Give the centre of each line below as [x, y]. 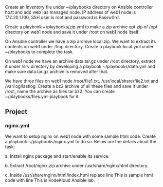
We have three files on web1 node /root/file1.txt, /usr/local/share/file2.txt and [82, 81]
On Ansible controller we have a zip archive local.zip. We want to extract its [81, 41]
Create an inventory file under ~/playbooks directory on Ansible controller [79, 7]
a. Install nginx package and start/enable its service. [57, 156]
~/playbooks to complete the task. [39, 52]
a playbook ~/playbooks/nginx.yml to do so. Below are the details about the [81, 141]
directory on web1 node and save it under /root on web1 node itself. [72, 32]
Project [16, 112]
